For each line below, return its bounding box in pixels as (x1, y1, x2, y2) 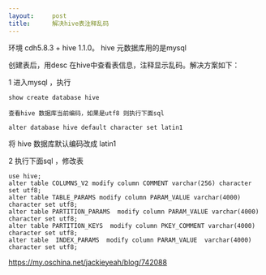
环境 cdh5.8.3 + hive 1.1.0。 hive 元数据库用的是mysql (8, 42, 187, 53)
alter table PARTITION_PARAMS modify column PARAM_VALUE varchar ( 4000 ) (8, 208, 260, 216)
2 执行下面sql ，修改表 (8, 156, 84, 165)
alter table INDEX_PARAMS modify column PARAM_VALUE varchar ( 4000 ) (8, 236, 252, 244)
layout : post (8, 11, 67, 20)
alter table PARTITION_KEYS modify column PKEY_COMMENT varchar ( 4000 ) (8, 221, 255, 230)
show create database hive (8, 93, 100, 101)
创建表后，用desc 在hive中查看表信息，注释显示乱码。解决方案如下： (8, 60, 240, 70)
